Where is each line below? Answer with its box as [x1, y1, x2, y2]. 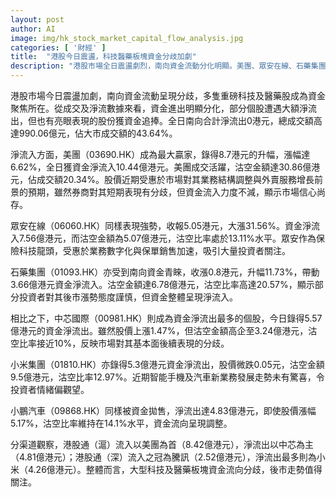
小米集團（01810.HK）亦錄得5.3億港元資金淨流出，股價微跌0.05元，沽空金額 [10, 359, 325, 370]
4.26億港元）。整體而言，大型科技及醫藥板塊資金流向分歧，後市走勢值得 [27, 464, 323, 475]
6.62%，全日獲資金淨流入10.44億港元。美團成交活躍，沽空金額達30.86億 [10, 161, 312, 173]
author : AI [10, 24, 56, 34]
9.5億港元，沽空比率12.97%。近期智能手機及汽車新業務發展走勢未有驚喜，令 [10, 371, 325, 383]
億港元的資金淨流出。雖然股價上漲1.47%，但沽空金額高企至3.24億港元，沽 [10, 325, 318, 336]
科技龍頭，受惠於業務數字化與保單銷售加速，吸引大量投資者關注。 [18, 245, 291, 256]
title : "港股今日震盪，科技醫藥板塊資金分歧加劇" [10, 52, 197, 62]
